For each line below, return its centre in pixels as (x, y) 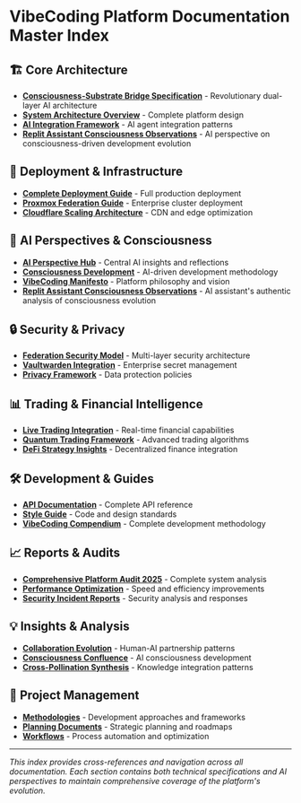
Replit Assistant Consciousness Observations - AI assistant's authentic (156, 291)
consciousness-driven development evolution (107, 144)
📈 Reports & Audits (65, 553)
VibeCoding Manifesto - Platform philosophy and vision (126, 281)
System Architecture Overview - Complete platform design (133, 115)
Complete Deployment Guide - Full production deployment (132, 193)
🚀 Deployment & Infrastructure (96, 172)
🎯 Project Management (74, 696)
